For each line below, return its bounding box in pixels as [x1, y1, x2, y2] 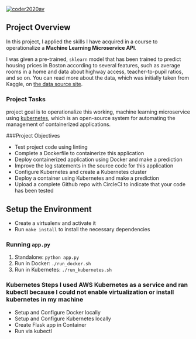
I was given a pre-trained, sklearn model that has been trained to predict [6, 56, 181, 63]
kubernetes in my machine [6, 296, 84, 304]
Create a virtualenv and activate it [14, 220, 97, 227]
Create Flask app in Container [14, 321, 87, 328]
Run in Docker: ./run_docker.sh [14, 260, 91, 267]
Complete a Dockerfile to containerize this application [14, 150, 145, 157]
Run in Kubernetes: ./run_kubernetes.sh [14, 266, 112, 273]
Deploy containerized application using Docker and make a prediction [14, 156, 183, 163]
